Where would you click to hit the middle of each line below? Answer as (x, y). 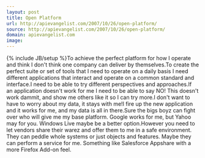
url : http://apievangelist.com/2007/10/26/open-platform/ (82, 23)
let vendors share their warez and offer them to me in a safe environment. (99, 130)
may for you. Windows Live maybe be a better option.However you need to (101, 123)
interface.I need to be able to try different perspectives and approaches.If (99, 84)
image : (15, 41)
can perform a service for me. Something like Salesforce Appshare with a (99, 143)
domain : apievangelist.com (41, 35)
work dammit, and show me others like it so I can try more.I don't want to (98, 97)
